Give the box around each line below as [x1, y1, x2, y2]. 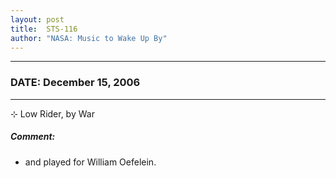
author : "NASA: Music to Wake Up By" [10, 33, 168, 43]
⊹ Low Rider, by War [10, 107, 95, 120]
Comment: [10, 131, 56, 143]
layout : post [10, 14, 65, 25]
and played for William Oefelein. [24, 156, 157, 168]
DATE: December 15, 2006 [10, 76, 141, 90]
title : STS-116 [10, 24, 78, 34]
